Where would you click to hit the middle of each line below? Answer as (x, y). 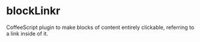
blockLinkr (33, 11)
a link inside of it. (27, 33)
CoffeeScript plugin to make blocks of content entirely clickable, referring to (100, 27)
